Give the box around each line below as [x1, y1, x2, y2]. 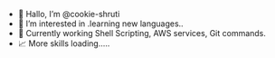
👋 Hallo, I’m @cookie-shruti [17, 9, 120, 19]
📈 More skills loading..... [17, 38, 110, 49]
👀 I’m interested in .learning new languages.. [17, 18, 184, 29]
